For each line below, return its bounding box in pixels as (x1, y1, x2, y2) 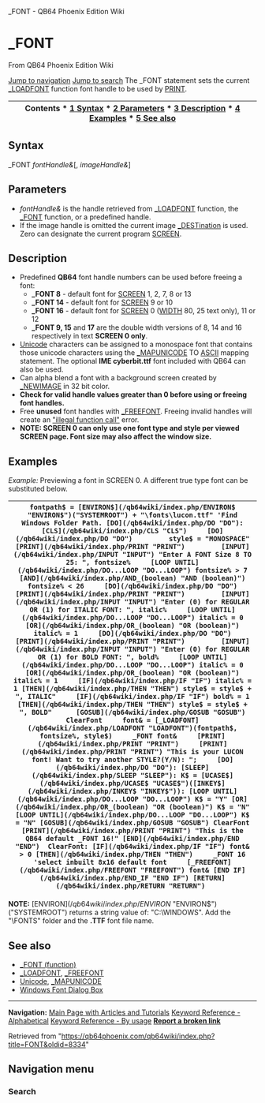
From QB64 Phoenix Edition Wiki (8, 60, 114, 69)
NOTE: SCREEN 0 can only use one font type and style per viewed (19, 424, 240, 433)
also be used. (19, 365, 64, 374)
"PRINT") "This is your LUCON (129, 747, 244, 757)
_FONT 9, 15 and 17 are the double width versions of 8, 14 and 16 (31, 323, 242, 332)
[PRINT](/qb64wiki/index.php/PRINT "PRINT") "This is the (21, 826, 244, 836)
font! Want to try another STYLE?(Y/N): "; (31, 755, 197, 765)
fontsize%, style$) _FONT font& (39, 731, 177, 741)
